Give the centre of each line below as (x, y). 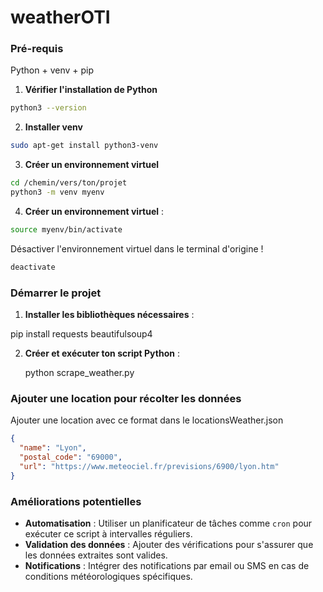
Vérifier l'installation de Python (91, 90)
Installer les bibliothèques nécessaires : (109, 315)
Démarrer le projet (56, 293)
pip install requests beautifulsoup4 (81, 334)
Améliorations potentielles (76, 501)
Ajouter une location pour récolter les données (126, 398)
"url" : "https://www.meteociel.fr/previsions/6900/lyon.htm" (149, 466)
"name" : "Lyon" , (53, 448)
